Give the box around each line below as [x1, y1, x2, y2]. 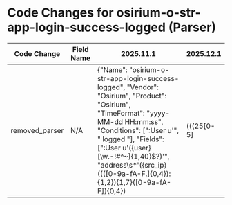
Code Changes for [7, 5, 114, 21]
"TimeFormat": [97, 108, 145, 118]
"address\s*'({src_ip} [97, 160, 167, 170]
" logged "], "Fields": [97, 134, 164, 143]
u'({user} [122, 143, 152, 152]
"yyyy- [146, 108, 171, 118]
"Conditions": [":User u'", [97, 125, 180, 135]
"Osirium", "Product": [97, 91, 167, 100]
